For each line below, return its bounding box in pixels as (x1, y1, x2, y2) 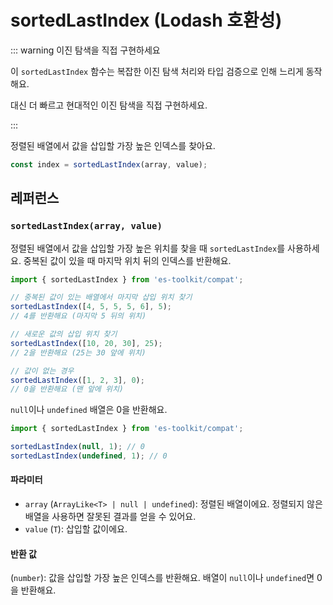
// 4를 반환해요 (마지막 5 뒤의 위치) (10, 311, 147, 321)
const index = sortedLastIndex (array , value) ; (10, 159, 208, 170)
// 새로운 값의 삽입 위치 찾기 (10, 329, 118, 339)
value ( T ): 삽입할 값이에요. (24, 523, 128, 535)
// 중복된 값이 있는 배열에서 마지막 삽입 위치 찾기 (10, 292, 193, 303)
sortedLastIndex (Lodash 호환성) (10, 9, 283, 32)
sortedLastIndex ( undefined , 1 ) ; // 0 (10, 451, 168, 461)
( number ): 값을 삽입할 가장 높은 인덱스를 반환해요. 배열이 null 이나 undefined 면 (10, 572, 315, 584)
